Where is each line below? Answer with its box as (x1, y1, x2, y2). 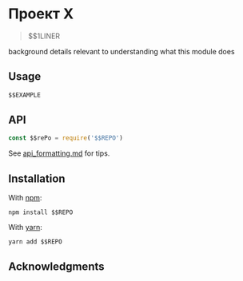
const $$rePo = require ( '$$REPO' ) (8, 134, 124, 142)
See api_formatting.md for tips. (8, 148, 110, 158)
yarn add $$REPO (8, 238, 62, 246)
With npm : (8, 193, 42, 203)
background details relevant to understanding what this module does (8, 46, 235, 56)
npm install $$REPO (8, 208, 74, 216)
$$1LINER (27, 31, 61, 41)
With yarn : (8, 223, 42, 232)
